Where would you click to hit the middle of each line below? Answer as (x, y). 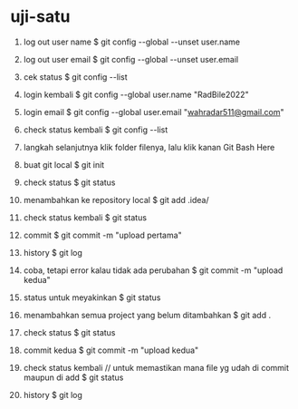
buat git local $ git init (64, 164)
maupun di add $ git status (73, 377)
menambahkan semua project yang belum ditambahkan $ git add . (147, 315)
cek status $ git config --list (75, 77)
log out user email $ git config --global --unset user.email (131, 59)
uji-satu (40, 17)
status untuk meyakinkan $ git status (92, 297)
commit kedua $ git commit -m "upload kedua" (111, 350)
